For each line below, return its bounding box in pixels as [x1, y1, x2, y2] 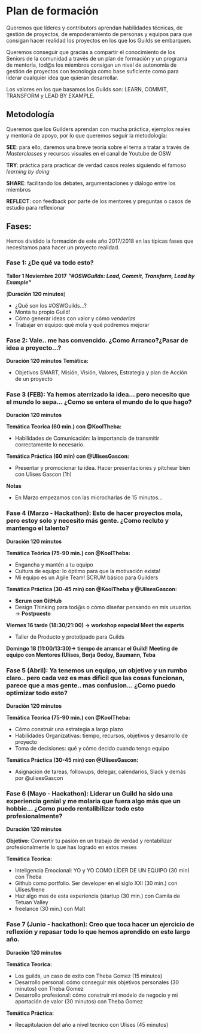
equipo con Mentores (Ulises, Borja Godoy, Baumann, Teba [6, 651, 156, 658]
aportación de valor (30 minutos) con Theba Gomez [14, 997, 144, 1005]
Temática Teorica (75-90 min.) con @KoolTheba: [6, 714, 130, 722]
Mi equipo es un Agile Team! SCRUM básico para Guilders [14, 574, 159, 581]
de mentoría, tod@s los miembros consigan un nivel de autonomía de [6, 61, 177, 68]
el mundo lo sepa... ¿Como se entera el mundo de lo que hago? [6, 398, 192, 406]
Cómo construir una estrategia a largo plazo [14, 726, 124, 733]
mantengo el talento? [6, 524, 69, 532]
